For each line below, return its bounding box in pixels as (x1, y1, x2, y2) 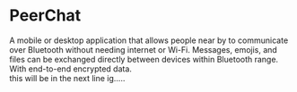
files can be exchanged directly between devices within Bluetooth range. (9, 54, 279, 64)
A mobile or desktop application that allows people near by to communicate (9, 35, 289, 46)
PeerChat (9, 5, 82, 26)
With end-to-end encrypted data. (9, 63, 133, 74)
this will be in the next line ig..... (9, 72, 126, 83)
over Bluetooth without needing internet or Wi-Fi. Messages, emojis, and (9, 44, 278, 54)
